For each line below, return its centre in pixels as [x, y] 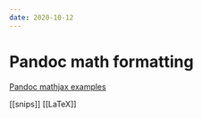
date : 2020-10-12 [42, 17]
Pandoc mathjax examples [58, 87]
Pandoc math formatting [101, 61]
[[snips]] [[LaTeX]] [43, 104]
